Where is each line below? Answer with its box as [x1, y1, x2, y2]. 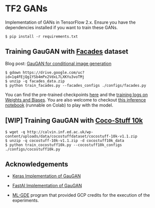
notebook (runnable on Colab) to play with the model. [5, 102, 113, 108]
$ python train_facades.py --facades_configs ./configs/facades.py [5, 83, 147, 88]
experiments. [12, 198, 39, 204]
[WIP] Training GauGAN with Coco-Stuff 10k [5, 116, 143, 125]
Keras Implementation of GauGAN [12, 173, 81, 179]
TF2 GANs [5, 3, 48, 14]
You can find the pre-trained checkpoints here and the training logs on [5, 92, 148, 98]
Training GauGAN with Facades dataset [5, 47, 128, 56]
